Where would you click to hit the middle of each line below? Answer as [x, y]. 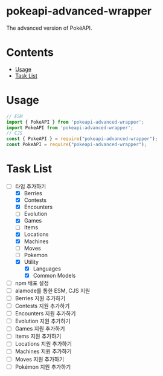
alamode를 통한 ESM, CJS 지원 [53, 290]
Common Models [54, 275]
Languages [47, 269]
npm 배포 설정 [32, 283]
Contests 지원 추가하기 [42, 306]
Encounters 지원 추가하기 [45, 314]
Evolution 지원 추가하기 [43, 321]
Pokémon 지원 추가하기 [43, 367]
